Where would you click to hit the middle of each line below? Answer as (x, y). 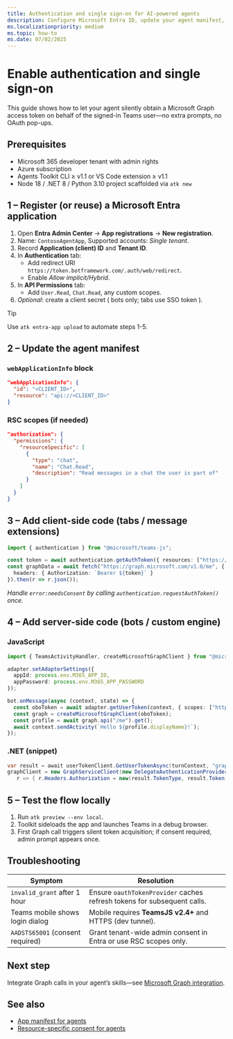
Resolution (156, 880)
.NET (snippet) (32, 751)
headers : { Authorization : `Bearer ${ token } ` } (84, 573)
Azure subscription (44, 168)
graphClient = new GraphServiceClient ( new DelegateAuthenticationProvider (118, 772)
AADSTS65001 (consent (46, 932)
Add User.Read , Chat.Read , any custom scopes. (94, 292)
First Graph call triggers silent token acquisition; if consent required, (114, 832)
